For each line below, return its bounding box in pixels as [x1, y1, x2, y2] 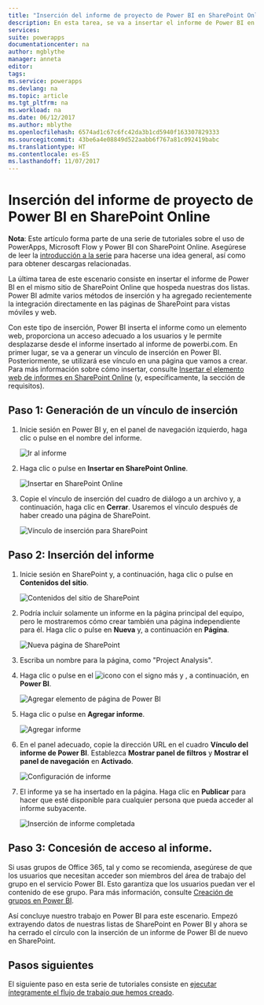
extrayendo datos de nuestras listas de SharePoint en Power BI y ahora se [8, 919, 247, 929]
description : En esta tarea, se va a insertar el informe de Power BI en [8, 19, 255, 27]
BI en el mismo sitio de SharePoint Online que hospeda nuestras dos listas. [8, 283, 250, 292]
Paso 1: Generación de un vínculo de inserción [8, 404, 238, 417]
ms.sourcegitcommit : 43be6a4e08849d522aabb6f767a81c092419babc [8, 135, 220, 144]
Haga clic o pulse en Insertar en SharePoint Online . [19, 463, 189, 473]
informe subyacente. [19, 803, 87, 813]
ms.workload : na [8, 107, 61, 115]
